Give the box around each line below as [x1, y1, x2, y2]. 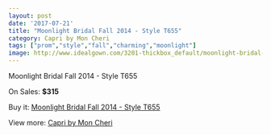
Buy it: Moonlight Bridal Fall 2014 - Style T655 [8, 102, 161, 112]
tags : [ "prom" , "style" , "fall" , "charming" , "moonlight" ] [8, 42, 197, 50]
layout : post [8, 11, 52, 20]
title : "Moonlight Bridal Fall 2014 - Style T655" [8, 27, 182, 35]
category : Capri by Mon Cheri [8, 34, 110, 43]
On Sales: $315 [8, 87, 59, 96]
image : [8, 49, 31, 57]
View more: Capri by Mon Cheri [8, 118, 113, 127]
